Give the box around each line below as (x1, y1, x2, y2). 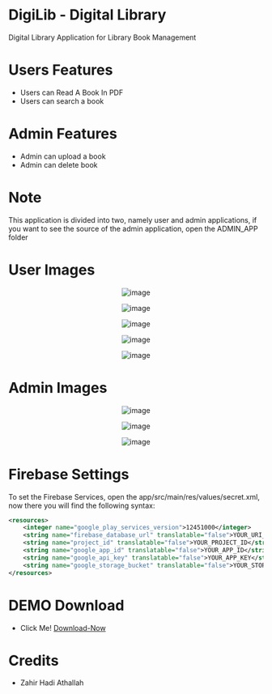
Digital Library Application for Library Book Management (8, 32, 197, 42)
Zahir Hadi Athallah (19, 678, 84, 688)
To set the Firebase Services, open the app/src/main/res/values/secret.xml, (8, 492, 261, 501)
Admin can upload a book (19, 151, 107, 161)
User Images (8, 261, 96, 279)
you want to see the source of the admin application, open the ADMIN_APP (8, 224, 258, 233)
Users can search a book (19, 96, 104, 106)
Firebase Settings (8, 465, 130, 483)
